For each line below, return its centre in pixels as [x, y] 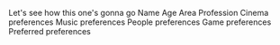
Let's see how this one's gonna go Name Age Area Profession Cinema [139, 13]
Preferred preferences [50, 31]
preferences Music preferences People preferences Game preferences [140, 22]
